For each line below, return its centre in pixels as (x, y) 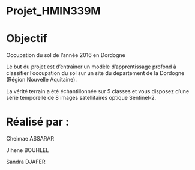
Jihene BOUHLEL (28, 150)
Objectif (27, 39)
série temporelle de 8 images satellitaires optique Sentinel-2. (81, 98)
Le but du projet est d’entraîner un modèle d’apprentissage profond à (91, 67)
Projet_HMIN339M (53, 11)
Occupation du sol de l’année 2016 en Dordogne (66, 55)
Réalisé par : (37, 122)
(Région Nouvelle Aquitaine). (41, 80)
